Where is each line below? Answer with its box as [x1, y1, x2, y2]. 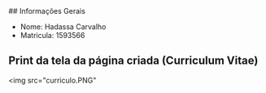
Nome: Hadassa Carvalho [20, 22, 107, 32]
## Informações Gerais [8, 6, 85, 15]
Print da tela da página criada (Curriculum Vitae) [8, 54, 259, 68]
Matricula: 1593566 [20, 31, 85, 40]
